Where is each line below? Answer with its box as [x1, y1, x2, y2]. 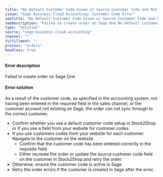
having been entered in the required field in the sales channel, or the [5, 100, 142, 106]
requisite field [19, 146, 47, 152]
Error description [5, 63, 40, 68]
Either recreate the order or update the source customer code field [19, 151, 153, 157]
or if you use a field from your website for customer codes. [12, 125, 130, 131]
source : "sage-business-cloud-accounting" [5, 30, 92, 34]
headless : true [5, 48, 36, 52]
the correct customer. [5, 111, 49, 116]
